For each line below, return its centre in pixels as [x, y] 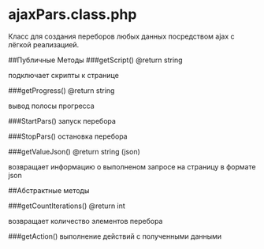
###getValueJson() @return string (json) [74, 151]
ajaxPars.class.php [73, 15]
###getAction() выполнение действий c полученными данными [115, 236]
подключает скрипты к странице [64, 75]
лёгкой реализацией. [44, 44]
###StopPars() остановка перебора [68, 136]
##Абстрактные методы [49, 190]
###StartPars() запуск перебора [62, 121]
